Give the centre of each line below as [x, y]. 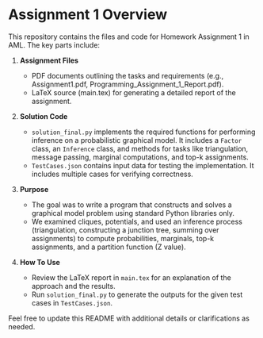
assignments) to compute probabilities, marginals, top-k [123, 238]
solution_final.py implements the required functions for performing [143, 132]
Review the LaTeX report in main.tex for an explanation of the [131, 277]
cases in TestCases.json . [72, 302]
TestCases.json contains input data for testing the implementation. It [143, 165]
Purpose [34, 189]
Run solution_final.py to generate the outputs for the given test [137, 294]
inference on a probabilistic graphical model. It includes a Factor [137, 140]
